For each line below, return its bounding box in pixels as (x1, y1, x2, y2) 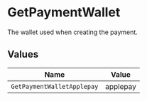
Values (7, 48, 39, 60)
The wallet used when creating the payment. (7, 28, 138, 36)
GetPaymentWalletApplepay (11, 83, 99, 90)
